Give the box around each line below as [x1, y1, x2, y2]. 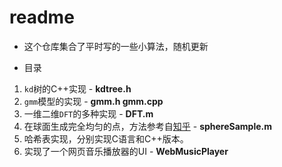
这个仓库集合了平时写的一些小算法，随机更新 [23, 40, 209, 52]
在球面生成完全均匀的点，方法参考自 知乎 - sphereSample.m [23, 120, 273, 132]
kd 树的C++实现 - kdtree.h [23, 82, 132, 95]
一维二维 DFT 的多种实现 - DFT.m [23, 107, 154, 120]
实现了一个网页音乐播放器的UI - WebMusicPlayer [23, 145, 229, 157]
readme [9, 6, 75, 29]
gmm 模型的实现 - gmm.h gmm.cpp [23, 95, 164, 107]
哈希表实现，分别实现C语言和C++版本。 [23, 132, 189, 145]
